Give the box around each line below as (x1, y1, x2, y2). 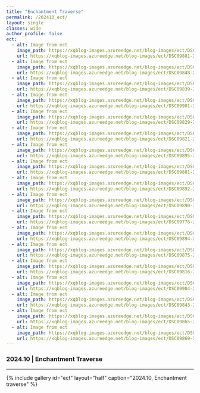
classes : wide (6, 25, 42, 32)
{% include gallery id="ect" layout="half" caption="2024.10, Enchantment (6, 374, 187, 381)
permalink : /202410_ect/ (6, 14, 68, 20)
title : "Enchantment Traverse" (6, 8, 84, 15)
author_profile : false (6, 31, 62, 37)
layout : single (6, 20, 44, 26)
